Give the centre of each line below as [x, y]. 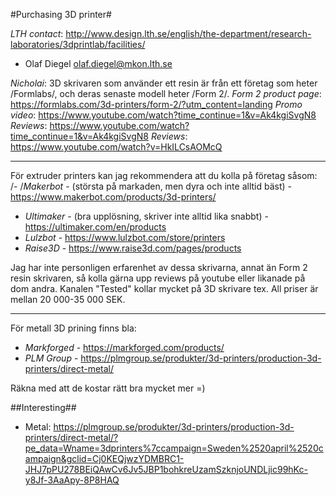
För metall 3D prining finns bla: [73, 328]
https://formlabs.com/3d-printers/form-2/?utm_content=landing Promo [156, 104]
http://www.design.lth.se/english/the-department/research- [188, 33]
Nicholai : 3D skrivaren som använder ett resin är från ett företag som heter [164, 83]
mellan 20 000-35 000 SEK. [68, 299]
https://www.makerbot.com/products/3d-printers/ [113, 197]
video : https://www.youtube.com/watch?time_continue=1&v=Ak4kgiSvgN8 [163, 115]
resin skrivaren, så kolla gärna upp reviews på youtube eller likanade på [158, 278]
